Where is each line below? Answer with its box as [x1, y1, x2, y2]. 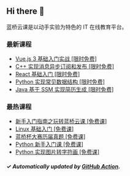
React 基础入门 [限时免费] [15, 71, 80, 78]
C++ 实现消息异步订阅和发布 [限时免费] [15, 63, 115, 71]
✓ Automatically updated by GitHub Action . [6, 163, 121, 170]
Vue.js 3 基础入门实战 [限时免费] [15, 55, 97, 63]
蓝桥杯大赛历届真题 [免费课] [15, 133, 86, 140]
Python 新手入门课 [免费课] [15, 140, 84, 148]
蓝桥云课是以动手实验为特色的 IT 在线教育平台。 [6, 23, 128, 31]
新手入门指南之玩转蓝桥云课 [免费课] [15, 118, 107, 125]
